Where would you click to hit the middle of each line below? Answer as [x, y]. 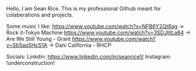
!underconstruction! [30, 63]
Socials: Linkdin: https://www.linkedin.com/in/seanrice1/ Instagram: [89, 57]
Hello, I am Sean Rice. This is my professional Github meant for [84, 9]
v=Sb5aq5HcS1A [27, 45]
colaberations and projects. [40, 15]
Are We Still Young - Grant [39, 39]
